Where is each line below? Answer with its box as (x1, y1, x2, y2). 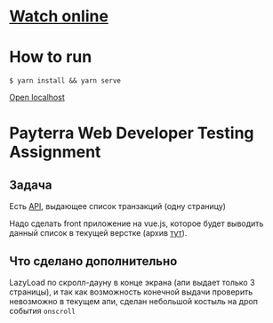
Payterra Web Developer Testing (9, 123, 255, 143)
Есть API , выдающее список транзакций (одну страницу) (9, 201, 227, 212)
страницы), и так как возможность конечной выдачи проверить (9, 287, 253, 297)
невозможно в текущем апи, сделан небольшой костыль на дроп (9, 295, 258, 306)
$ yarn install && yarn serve (9, 77, 122, 85)
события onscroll (9, 305, 76, 316)
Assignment (9, 142, 101, 162)
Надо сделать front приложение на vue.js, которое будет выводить (9, 218, 264, 229)
